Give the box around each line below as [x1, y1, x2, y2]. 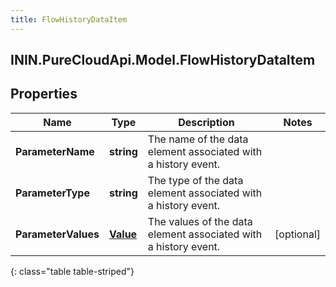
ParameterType [15, 186, 90, 200]
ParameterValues [15, 227, 100, 241]
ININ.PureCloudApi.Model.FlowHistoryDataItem [10, 52, 316, 69]
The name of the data [147, 132, 249, 146]
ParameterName [15, 144, 95, 158]
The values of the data [147, 214, 253, 228]
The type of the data [147, 173, 244, 187]
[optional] [274, 227, 321, 241]
